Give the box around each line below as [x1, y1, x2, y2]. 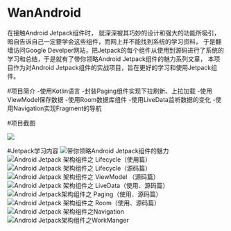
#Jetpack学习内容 [7, 146, 59, 155]
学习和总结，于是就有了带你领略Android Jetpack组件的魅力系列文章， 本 [7, 54, 214, 63]
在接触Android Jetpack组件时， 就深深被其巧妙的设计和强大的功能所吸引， [7, 28, 221, 37]
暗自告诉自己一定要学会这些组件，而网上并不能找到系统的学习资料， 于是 [7, 37, 216, 46]
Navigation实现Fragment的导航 [12, 104, 102, 112]
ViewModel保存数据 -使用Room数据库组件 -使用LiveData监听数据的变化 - [7, 95, 216, 103]
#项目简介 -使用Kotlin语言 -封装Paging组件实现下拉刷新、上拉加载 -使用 [7, 87, 213, 95]
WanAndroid [7, 5, 82, 21]
